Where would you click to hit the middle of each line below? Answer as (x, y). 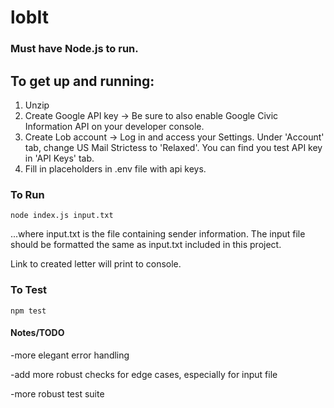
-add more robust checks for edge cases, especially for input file (144, 374)
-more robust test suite (57, 393)
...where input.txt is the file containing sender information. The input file (158, 234)
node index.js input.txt (62, 216)
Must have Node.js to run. (74, 49)
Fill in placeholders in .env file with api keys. (115, 168)
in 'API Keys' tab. (59, 158)
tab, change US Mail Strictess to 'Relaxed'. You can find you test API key (173, 147)
